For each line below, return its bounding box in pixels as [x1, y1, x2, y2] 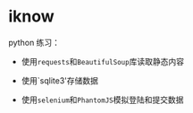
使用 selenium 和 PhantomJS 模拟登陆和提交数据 [21, 94, 184, 105]
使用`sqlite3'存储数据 [21, 74, 99, 86]
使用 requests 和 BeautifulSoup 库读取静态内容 [21, 56, 185, 66]
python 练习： [8, 37, 60, 48]
